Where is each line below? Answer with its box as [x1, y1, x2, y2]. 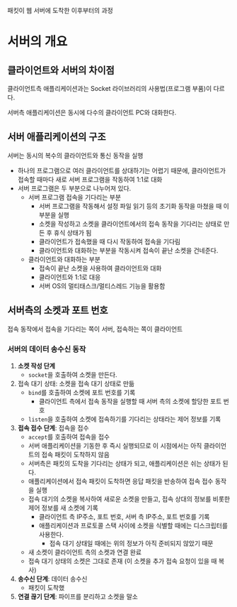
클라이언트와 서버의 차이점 [7, 64, 115, 76]
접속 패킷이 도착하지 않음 [41, 450, 110, 459]
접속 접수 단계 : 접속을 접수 [17, 423, 90, 432]
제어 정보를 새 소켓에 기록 [28, 503, 99, 512]
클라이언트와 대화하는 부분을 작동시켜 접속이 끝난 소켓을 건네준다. [38, 246, 219, 254]
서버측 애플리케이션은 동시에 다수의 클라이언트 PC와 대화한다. [7, 109, 177, 116]
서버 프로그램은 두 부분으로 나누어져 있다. [17, 184, 132, 192]
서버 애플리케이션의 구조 [7, 131, 106, 143]
